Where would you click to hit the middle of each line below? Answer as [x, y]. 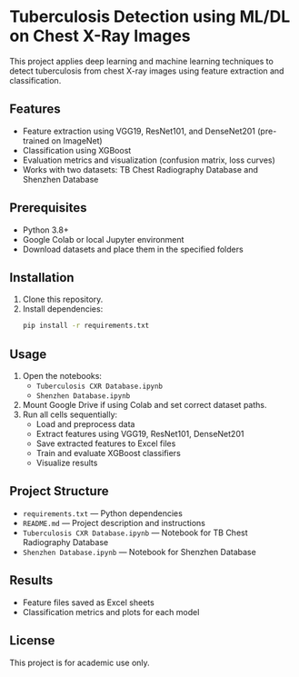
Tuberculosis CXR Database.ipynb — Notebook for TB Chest [135, 533]
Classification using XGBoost [77, 150]
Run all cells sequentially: [70, 414]
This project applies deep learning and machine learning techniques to [142, 61]
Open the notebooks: [62, 376]
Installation [42, 278]
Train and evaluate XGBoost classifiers [109, 453]
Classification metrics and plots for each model [111, 612]
